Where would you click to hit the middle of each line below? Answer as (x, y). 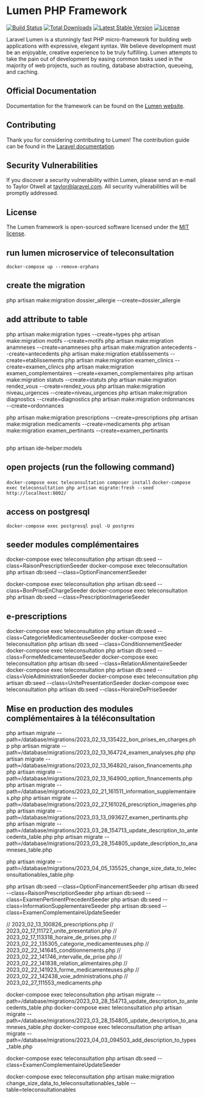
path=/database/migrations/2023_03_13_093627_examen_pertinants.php (97, 818)
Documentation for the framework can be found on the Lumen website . (95, 106)
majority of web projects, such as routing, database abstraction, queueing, (100, 65)
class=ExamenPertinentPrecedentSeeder (58, 899)
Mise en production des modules (70, 708)
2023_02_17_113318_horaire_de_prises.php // (62, 937)
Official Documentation (51, 91)
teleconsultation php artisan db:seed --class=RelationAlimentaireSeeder (97, 664)
